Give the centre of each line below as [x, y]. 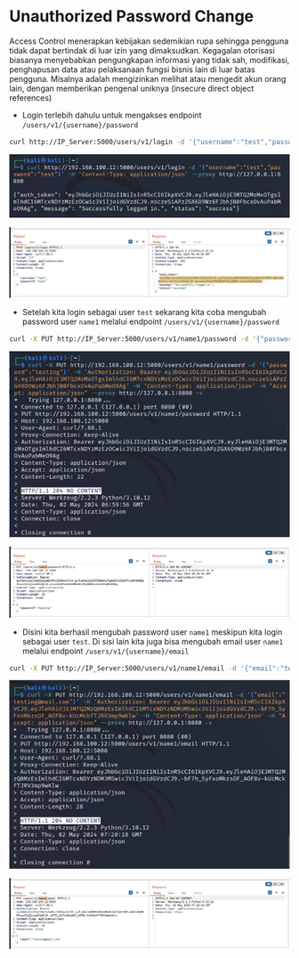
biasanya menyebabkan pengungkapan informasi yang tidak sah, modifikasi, [149, 60]
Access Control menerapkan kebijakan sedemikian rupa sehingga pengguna [149, 41]
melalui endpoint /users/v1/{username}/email [105, 651]
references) [31, 97]
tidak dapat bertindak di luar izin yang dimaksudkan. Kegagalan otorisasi [142, 50]
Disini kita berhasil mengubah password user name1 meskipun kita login [152, 632]
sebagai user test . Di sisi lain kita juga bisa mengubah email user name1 [153, 641]
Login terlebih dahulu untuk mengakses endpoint [112, 115]
